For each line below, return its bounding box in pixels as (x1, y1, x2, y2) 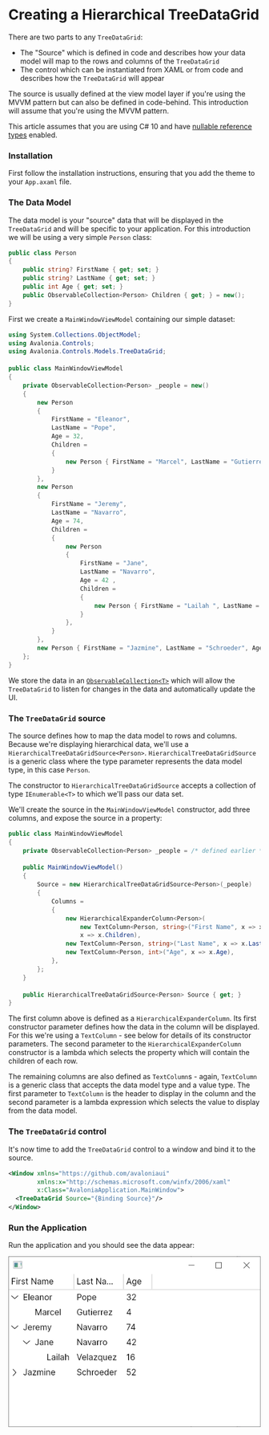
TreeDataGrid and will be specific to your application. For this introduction (8, 223, 251, 234)
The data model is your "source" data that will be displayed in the (8, 215, 224, 225)
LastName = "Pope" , (50, 424, 116, 432)
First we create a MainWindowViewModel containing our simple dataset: (8, 314, 235, 324)
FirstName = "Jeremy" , (50, 500, 127, 508)
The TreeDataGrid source (8, 712, 106, 724)
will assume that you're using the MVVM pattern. (8, 106, 170, 116)
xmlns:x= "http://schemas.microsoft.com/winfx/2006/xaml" (37, 1178, 231, 1186)
